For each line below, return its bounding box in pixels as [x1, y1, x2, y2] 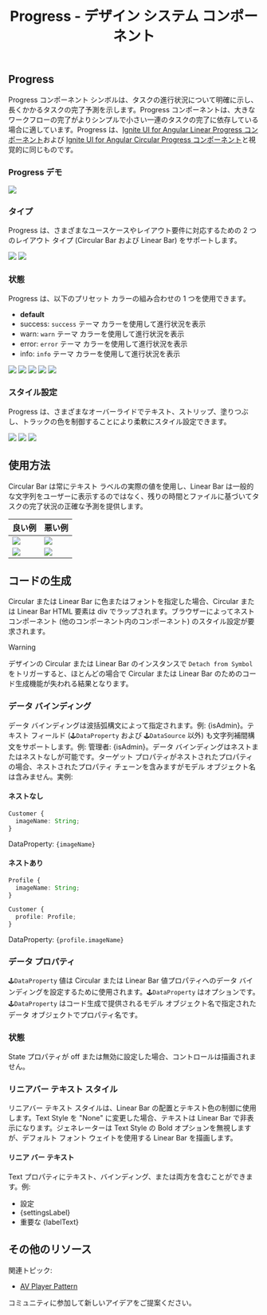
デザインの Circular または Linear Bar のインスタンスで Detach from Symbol [8, 659, 253, 669]
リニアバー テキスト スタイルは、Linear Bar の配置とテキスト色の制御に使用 [8, 1103, 257, 1113]
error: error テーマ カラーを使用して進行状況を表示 [19, 339, 188, 348]
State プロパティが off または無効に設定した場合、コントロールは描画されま [8, 1051, 257, 1061]
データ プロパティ [8, 956, 76, 967]
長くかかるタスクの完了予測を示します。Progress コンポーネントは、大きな [8, 104, 256, 114]
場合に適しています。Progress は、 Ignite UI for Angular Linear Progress [8, 124, 243, 134]
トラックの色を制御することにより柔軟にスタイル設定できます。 [22, 416, 231, 426]
